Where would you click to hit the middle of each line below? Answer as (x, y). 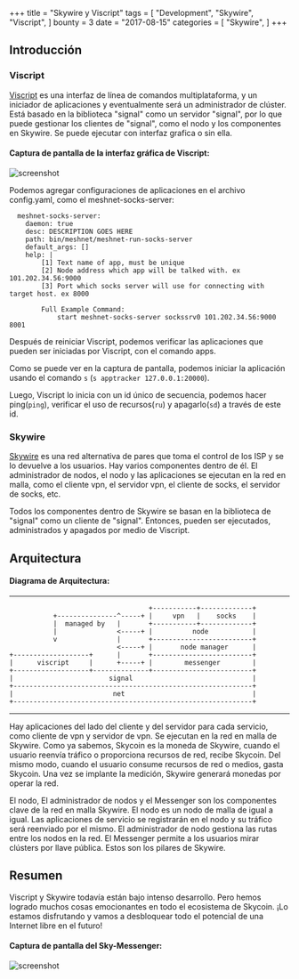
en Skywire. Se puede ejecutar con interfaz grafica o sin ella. (121, 133)
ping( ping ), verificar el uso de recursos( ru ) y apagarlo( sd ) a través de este (145, 404)
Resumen (36, 876)
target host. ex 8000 (49, 294)
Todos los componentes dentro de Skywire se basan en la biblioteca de (140, 512)
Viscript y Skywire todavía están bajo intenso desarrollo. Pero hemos (135, 897)
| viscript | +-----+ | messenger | (133, 662)
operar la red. (34, 783)
